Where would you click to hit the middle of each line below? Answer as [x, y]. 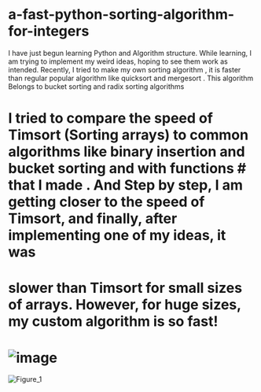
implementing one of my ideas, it [117, 236]
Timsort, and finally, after [93, 219]
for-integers [49, 31]
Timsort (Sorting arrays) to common [129, 135]
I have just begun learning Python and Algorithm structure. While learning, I [130, 53]
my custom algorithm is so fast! [113, 322]
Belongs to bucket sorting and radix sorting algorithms [96, 86]
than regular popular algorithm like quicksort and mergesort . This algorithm [131, 78]
